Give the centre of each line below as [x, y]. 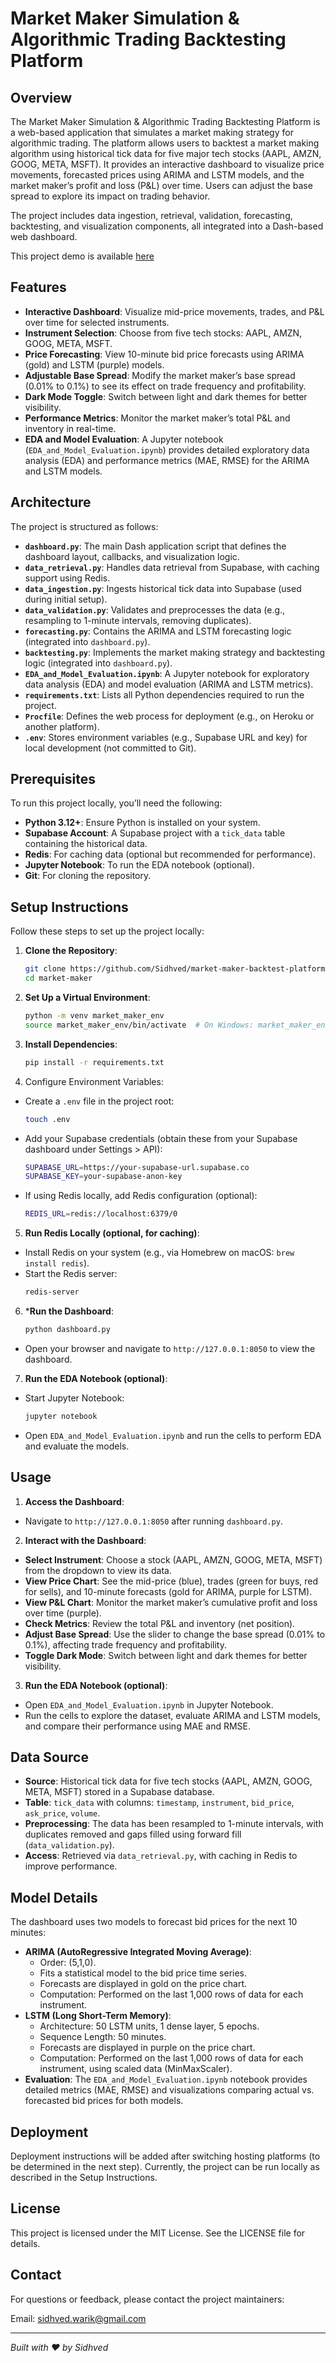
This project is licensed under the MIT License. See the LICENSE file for [158, 2233]
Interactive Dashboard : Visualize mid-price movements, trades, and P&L [174, 311]
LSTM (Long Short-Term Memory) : [98, 2016]
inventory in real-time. [70, 428]
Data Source [49, 1757]
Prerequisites [53, 779]
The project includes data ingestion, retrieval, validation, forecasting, [151, 215]
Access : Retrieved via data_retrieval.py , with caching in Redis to [161, 1856]
